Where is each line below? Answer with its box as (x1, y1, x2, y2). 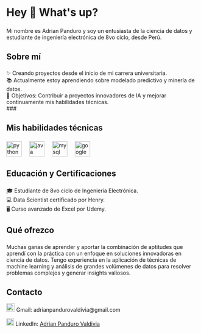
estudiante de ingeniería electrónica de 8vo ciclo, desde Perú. (6, 33, 162, 41)
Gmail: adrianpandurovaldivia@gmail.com (16, 306, 121, 314)
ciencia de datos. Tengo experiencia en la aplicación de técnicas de (6, 256, 177, 264)
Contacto (6, 287, 43, 297)
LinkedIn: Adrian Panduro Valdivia (15, 320, 100, 328)
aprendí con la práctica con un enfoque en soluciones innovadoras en (6, 250, 182, 258)
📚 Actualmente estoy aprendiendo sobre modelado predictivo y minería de (6, 77, 195, 84)
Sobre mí (6, 51, 41, 61)
